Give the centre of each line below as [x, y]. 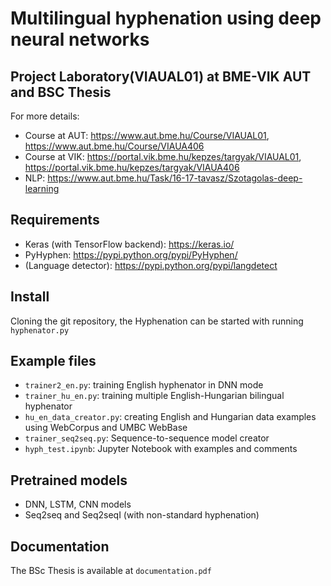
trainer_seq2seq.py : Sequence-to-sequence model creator [147, 438]
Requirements [55, 220]
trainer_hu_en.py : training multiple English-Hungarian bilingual [154, 396]
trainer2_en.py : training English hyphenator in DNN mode [144, 385]
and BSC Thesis [61, 92]
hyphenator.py [40, 330]
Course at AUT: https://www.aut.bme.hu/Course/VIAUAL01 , [147, 135]
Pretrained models [69, 480]
